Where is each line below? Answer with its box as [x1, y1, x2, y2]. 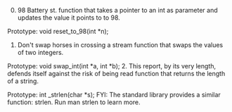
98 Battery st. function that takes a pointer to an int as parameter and [17, 6, 218, 14]
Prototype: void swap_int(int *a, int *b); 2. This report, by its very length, [7, 62, 217, 70]
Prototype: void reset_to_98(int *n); [7, 27, 109, 35]
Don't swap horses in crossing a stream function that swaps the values [17, 41, 224, 49]
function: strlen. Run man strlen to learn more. [7, 98, 141, 106]
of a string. [7, 77, 39, 85]
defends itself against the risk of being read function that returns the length [7, 70, 226, 77]
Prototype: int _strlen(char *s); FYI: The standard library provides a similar [7, 91, 221, 99]
